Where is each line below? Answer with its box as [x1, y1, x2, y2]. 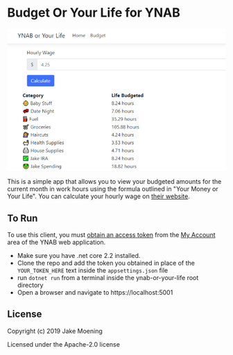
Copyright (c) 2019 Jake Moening [7, 327, 103, 335]
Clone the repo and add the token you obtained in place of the [17, 259, 196, 268]
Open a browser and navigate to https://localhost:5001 [17, 288, 173, 297]
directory [17, 281, 44, 289]
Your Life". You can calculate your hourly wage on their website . [7, 192, 191, 200]
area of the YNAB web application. [7, 238, 106, 247]
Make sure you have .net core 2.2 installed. [17, 252, 141, 260]
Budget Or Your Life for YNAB [7, 5, 180, 21]
